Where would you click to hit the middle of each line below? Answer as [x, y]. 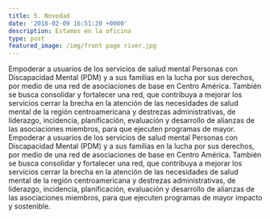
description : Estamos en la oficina [70, 31]
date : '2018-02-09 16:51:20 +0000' [68, 23]
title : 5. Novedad [39, 16]
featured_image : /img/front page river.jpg [83, 46]
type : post [27, 38]
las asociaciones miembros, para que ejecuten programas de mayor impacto [135, 198]
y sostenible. [29, 206]
